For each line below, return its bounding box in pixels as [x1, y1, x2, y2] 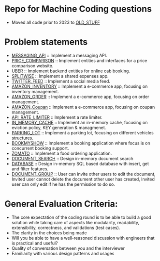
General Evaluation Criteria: [4, 198, 118, 210]
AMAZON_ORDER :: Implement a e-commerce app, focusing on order [11, 94, 149, 99]
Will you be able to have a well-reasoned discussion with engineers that [11, 235, 155, 241]
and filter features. [11, 166, 49, 172]
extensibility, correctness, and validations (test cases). [11, 225, 120, 230]
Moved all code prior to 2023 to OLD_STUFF [11, 19, 100, 25]
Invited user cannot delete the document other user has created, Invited [11, 176, 155, 182]
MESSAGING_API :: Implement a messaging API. [11, 52, 107, 58]
